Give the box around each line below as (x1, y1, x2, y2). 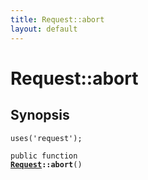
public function (10, 151, 78, 161)
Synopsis (10, 107, 70, 124)
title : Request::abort (10, 14, 105, 25)
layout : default (10, 24, 78, 34)
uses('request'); (10, 133, 83, 143)
